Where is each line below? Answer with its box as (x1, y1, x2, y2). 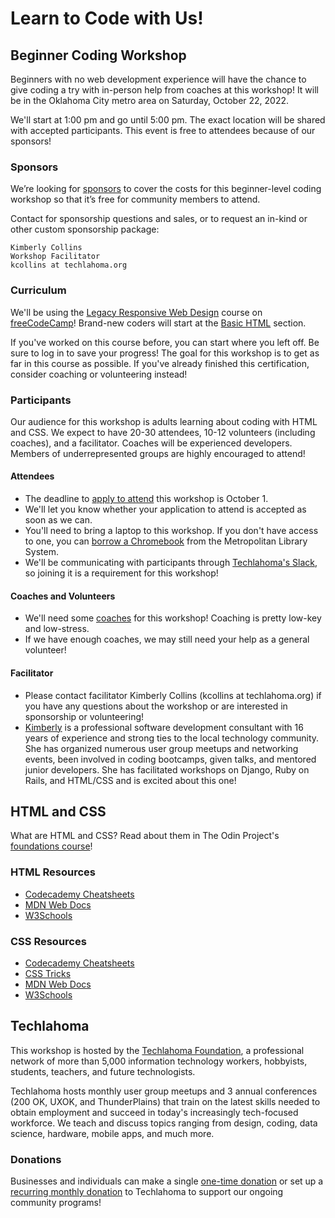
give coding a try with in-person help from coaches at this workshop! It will (10, 84, 319, 96)
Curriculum (10, 283, 67, 297)
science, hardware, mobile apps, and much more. (10, 1127, 215, 1139)
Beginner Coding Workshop (10, 47, 187, 64)
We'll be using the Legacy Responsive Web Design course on (10, 306, 263, 318)
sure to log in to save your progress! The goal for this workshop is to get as (10, 347, 320, 359)
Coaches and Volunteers (10, 590, 116, 602)
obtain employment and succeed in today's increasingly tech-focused (10, 1106, 299, 1118)
